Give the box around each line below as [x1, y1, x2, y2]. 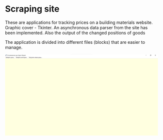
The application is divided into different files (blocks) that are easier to [5, 39, 146, 45]
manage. [5, 44, 23, 50]
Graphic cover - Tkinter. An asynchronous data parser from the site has [5, 24, 148, 30]
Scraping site [5, 3, 60, 15]
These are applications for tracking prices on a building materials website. [5, 19, 153, 25]
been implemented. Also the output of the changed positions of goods [5, 30, 146, 35]
